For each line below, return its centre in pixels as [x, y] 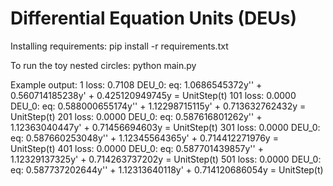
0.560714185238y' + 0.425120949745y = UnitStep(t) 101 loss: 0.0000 [153, 95]
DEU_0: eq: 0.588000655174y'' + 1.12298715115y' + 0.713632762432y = [158, 106]
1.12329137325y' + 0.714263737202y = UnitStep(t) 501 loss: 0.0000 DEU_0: [166, 159]
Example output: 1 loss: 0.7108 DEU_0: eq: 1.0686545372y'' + [136, 84]
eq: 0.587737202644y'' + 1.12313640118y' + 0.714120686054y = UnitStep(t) [167, 169]
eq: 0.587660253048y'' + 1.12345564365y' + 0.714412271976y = [144, 138]
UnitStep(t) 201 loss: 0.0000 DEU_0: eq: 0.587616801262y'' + [136, 116]
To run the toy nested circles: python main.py [103, 65]
